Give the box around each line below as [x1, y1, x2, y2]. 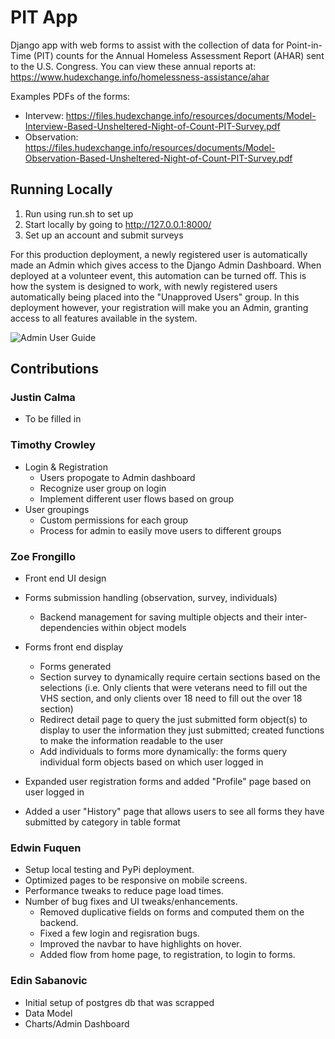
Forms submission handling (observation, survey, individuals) [24, 592, 278, 604]
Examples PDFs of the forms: [10, 90, 131, 102]
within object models [101, 622, 187, 634]
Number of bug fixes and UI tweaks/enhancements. [24, 896, 238, 908]
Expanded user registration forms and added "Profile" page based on [24, 776, 312, 788]
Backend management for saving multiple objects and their [39, 611, 283, 623]
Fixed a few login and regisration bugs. [39, 927, 200, 940]
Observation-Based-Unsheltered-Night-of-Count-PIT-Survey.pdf [24, 152, 293, 164]
